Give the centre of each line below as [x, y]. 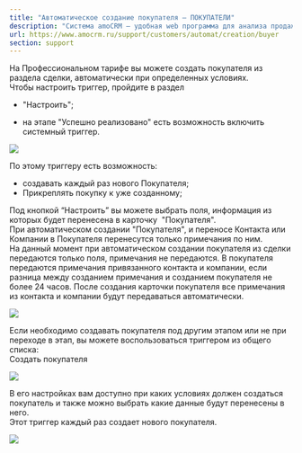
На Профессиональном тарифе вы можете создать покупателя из [136, 68]
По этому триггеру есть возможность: [84, 166]
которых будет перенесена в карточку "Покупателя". [113, 220]
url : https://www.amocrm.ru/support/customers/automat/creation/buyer [144, 34]
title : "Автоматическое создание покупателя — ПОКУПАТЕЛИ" [122, 18]
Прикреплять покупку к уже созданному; [102, 193]
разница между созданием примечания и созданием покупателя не [141, 277]
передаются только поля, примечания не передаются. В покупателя [142, 258]
